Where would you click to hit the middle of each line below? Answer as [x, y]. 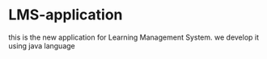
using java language [42, 45]
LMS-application [66, 15]
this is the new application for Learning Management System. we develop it [134, 37]
